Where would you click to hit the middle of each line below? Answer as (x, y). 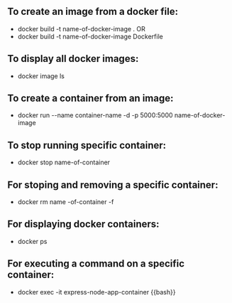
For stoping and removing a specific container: (113, 185)
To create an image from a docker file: (93, 12)
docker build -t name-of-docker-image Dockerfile (90, 36)
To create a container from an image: (90, 99)
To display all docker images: (73, 59)
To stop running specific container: (87, 145)
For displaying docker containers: (83, 224)
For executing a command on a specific (96, 264)
